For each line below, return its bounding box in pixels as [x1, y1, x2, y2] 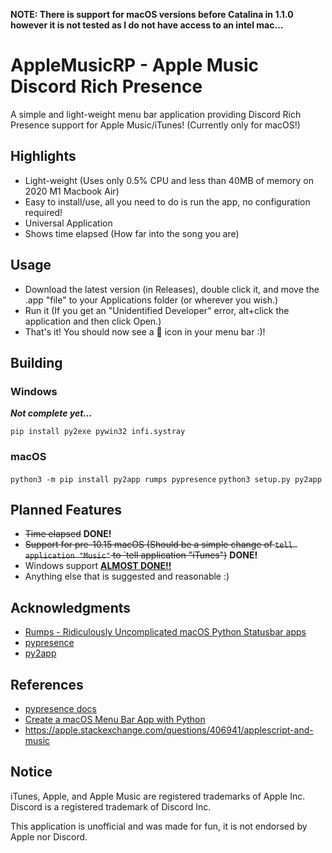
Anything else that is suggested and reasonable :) [24, 570, 230, 583]
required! [24, 206, 63, 218]
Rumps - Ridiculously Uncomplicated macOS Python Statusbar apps [24, 626, 307, 638]
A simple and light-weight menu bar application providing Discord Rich [10, 108, 302, 120]
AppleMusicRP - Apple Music [10, 54, 259, 77]
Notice [10, 764, 53, 781]
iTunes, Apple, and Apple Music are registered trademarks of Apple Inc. [10, 790, 306, 802]
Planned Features [10, 501, 123, 518]
